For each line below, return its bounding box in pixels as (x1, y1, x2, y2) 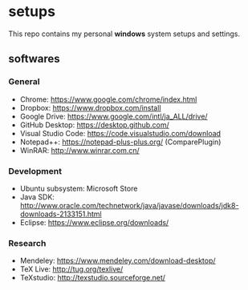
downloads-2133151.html (19, 209, 102, 219)
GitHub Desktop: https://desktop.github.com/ (19, 119, 170, 130)
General (8, 76, 40, 87)
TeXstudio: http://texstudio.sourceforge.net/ (19, 273, 166, 283)
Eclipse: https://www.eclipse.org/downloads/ (19, 217, 169, 227)
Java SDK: (19, 191, 55, 202)
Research (8, 237, 47, 248)
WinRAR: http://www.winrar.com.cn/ (19, 145, 140, 155)
